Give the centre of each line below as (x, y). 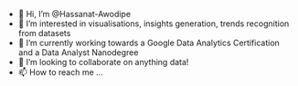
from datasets (44, 33)
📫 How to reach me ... (60, 72)
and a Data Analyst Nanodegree (78, 53)
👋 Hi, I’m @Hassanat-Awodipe (74, 14)
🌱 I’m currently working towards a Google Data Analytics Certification (149, 43)
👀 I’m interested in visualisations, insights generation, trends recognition (154, 24)
